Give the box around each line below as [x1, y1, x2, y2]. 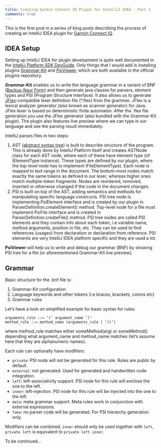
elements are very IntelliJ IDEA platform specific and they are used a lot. [12, 235, 157, 241]
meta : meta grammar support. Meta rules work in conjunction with [12, 399, 143, 405]
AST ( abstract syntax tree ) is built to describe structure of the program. [12, 142, 155, 148]
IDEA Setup [5, 44, 40, 53]
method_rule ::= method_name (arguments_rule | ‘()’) [5, 320, 116, 325]
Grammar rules [12, 297, 42, 303]
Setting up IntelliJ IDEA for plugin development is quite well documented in [5, 57, 154, 63]
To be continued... [5, 438, 41, 444]
